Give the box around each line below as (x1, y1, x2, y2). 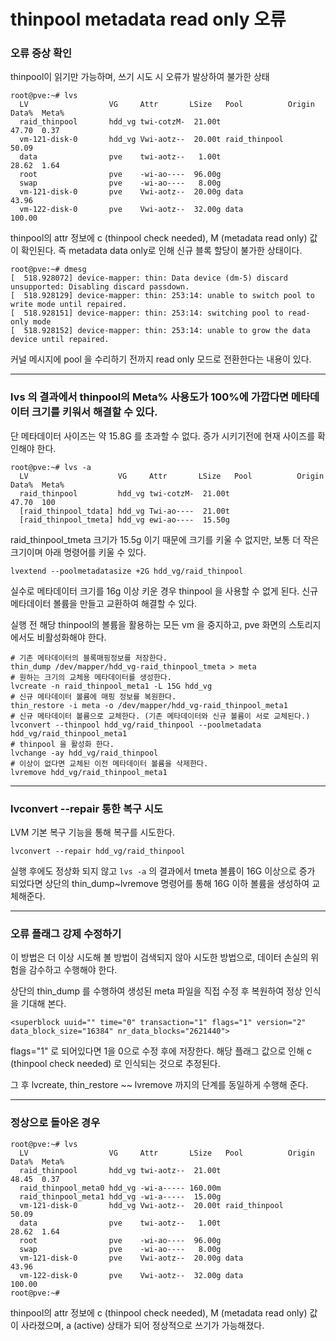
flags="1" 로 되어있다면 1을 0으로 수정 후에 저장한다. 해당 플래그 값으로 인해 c (10, 1045, 312, 1057)
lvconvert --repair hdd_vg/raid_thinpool (10, 846, 186, 857)
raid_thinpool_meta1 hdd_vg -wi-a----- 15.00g (19, 1191, 222, 1202)
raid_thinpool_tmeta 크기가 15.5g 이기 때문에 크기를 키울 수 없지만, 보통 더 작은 (10, 533, 320, 545)
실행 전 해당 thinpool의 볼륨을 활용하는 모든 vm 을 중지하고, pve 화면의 (10, 618, 287, 630)
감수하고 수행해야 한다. (28, 964, 118, 976)
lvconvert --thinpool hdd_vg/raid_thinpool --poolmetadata (10, 720, 262, 730)
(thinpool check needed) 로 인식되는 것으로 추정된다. (10, 1058, 221, 1070)
